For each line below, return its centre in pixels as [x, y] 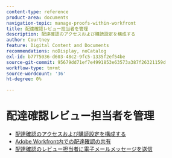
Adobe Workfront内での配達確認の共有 [63, 142]
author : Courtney [28, 40]
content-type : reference [37, 12]
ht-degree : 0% [24, 79]
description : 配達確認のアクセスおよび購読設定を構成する [71, 34]
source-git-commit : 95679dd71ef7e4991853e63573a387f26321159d [86, 62]
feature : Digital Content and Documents [58, 46]
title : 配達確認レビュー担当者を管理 [47, 29]
